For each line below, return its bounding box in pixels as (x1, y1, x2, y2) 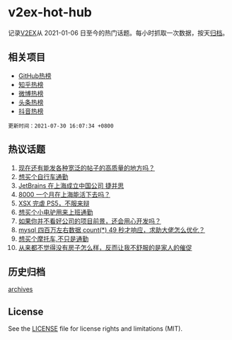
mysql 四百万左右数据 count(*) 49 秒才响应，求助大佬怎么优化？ (18, 225, 206, 234)
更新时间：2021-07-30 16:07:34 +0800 (8, 122, 114, 130)
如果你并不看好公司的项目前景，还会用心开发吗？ (18, 217, 161, 225)
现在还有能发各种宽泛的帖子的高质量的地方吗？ (18, 164, 155, 172)
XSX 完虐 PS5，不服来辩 (18, 199, 90, 208)
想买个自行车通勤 (18, 172, 69, 181)
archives (8, 285, 33, 294)
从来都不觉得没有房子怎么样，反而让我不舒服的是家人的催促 (18, 243, 192, 251)
